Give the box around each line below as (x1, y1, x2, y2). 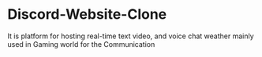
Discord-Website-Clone (7, 5, 167, 23)
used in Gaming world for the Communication (7, 39, 155, 48)
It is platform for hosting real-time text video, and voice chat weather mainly (7, 31, 254, 41)
